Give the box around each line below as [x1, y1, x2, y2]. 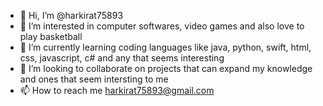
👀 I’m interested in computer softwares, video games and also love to [19, 20, 305, 32]
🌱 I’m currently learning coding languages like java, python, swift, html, [19, 41, 312, 53]
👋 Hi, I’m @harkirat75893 [19, 10, 124, 21]
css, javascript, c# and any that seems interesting [19, 52, 225, 64]
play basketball [19, 31, 83, 42]
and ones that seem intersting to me [19, 73, 169, 85]
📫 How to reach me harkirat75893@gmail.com [19, 85, 215, 96]
